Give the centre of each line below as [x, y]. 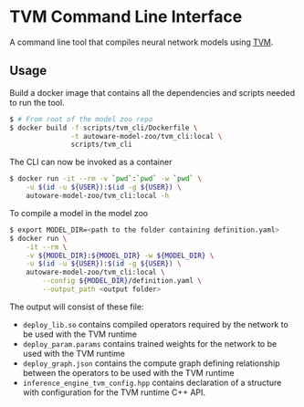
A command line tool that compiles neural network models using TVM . [142, 42]
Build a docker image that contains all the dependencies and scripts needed [152, 92]
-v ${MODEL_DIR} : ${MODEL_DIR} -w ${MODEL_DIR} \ [120, 256]
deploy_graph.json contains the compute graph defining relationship [151, 363]
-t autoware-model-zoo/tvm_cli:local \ [147, 136]
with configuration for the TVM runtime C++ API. [114, 392]
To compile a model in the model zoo [79, 213]
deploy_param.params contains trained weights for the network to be [150, 343]
